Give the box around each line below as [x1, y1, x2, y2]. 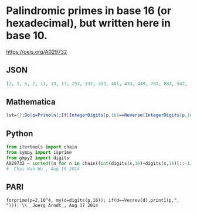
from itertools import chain [6, 144, 77, 150]
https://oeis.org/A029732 [6, 48, 67, 55]
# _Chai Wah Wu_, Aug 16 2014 [6, 165, 80, 172]
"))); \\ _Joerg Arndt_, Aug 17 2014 [6, 203, 98, 209]
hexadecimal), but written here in [6, 16, 171, 30]
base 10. [6, 29, 48, 42]
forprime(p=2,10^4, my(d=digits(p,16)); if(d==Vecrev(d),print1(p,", [6, 198, 180, 203]
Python [6, 129, 33, 139]
